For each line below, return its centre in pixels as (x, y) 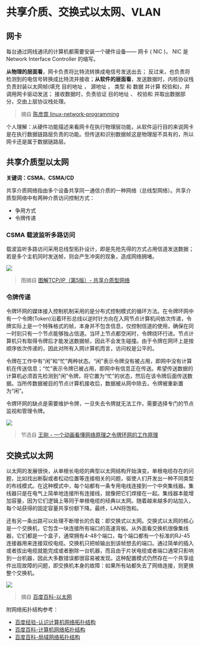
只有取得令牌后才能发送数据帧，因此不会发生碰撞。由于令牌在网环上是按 (105, 341)
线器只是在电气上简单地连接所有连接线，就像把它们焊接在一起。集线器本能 (97, 493)
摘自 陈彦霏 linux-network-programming (70, 114)
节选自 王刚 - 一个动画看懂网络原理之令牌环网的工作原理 (90, 435)
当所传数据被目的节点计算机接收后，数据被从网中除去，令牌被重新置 (100, 383)
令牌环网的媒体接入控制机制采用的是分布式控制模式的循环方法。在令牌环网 (97, 311)
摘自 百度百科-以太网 (46, 597)
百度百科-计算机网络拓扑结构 (50, 630)
